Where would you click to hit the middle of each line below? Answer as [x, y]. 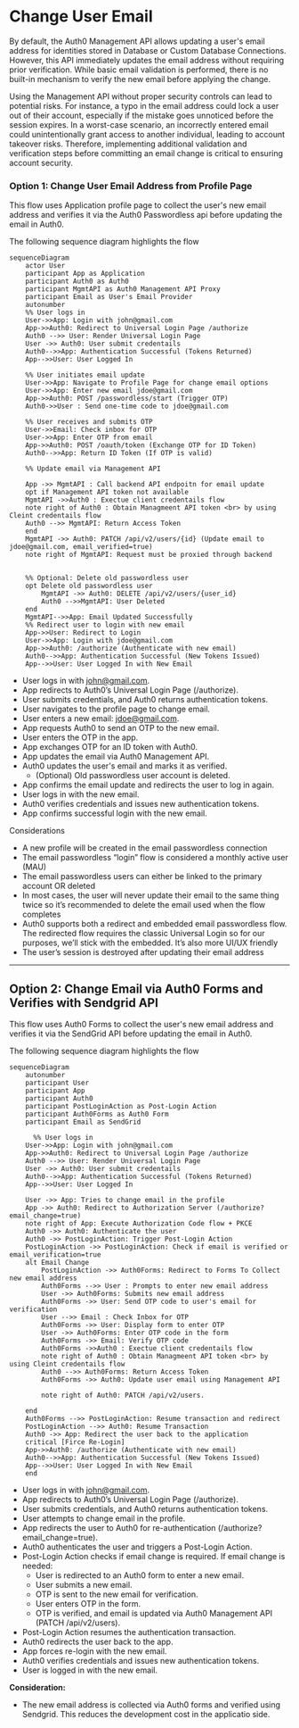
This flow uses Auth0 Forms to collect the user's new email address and [141, 1025]
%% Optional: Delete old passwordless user [107, 578]
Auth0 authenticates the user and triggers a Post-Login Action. [137, 1547]
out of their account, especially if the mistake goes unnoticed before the [141, 115]
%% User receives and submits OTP [89, 422]
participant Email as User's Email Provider [109, 297]
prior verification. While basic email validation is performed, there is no [139, 70]
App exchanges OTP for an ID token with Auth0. [110, 747]
